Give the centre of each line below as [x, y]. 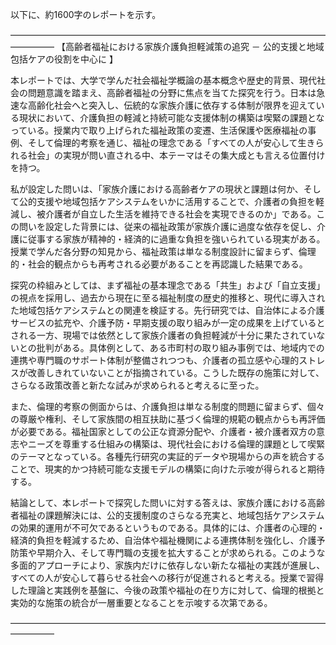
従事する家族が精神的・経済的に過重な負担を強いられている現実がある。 [176, 239]
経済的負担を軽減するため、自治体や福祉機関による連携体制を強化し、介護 [163, 540]
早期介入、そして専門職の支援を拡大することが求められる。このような [181, 552]
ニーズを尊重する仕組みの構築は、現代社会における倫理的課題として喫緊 [176, 444]
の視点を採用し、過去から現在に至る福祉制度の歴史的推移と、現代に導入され [168, 297]
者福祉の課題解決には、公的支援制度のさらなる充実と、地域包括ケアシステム [167, 515]
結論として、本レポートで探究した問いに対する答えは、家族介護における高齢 [167, 502]
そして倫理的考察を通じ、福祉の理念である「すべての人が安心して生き [171, 142]
